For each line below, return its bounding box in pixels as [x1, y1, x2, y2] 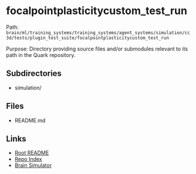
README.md [14, 116, 46, 124]
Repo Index [14, 156, 42, 163]
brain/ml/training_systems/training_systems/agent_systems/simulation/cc [6, 29, 191, 36]
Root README [14, 149, 49, 156]
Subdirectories [6, 69, 62, 79]
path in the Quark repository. [6, 51, 76, 58]
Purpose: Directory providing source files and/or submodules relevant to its [6, 45, 188, 52]
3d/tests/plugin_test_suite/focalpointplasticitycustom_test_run [6, 35, 169, 41]
